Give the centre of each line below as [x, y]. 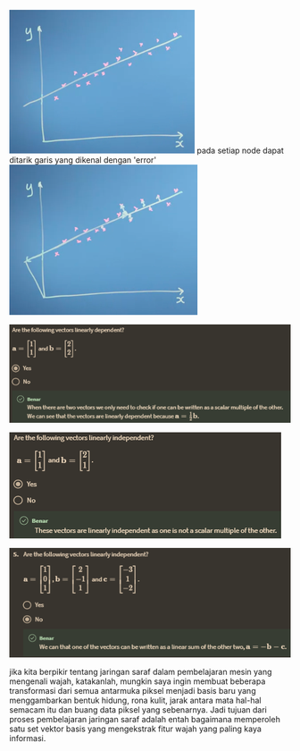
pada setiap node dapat [240, 150]
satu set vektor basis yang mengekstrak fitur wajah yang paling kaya [135, 729]
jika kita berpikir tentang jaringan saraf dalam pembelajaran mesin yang [141, 671]
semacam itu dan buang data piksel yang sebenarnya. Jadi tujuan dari [138, 709]
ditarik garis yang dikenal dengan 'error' [83, 160]
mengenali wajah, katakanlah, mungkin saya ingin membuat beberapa [137, 681]
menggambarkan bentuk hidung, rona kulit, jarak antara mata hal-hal [135, 700]
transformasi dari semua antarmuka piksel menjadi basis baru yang [133, 690]
